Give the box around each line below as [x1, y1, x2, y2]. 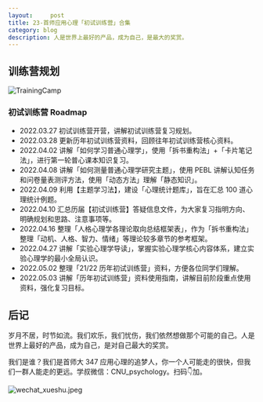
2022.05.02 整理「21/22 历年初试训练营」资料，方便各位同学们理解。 [19, 264, 243, 273]
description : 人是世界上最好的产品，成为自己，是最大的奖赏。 [8, 33, 188, 42]
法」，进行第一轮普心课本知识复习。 [19, 155, 133, 165]
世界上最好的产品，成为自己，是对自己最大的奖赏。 [8, 341, 173, 350]
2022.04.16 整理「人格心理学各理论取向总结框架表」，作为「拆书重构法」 [19, 225, 253, 234]
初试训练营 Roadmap [8, 107, 88, 118]
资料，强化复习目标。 [19, 283, 88, 293]
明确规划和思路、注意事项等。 [19, 214, 116, 224]
